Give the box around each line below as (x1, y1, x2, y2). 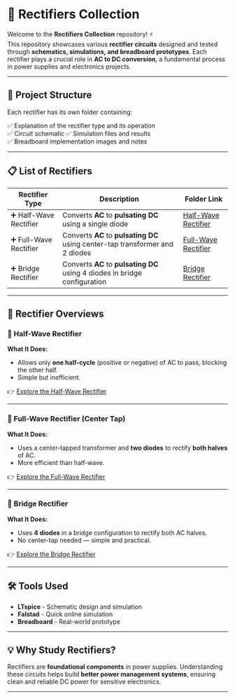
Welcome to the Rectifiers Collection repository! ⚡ (7, 29, 154, 38)
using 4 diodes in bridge (62, 268, 142, 277)
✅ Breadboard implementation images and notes (7, 137, 148, 146)
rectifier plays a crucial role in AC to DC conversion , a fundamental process (7, 55, 226, 63)
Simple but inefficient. (17, 373, 81, 382)
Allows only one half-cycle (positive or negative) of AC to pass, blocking (17, 359, 227, 367)
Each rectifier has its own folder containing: (7, 108, 133, 116)
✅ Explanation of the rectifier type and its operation (7, 121, 156, 130)
